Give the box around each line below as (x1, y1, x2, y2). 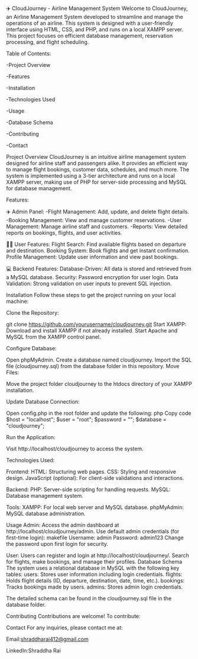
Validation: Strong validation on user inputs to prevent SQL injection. (6, 280, 173, 287)
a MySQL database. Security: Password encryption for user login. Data (6, 274, 178, 280)
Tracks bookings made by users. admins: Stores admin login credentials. (6, 583, 183, 590)
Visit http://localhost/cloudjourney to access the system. (6, 445, 144, 452)
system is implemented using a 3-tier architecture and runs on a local (6, 172, 176, 179)
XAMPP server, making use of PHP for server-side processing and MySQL (6, 178, 187, 185)
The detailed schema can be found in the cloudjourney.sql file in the (6, 595, 172, 602)
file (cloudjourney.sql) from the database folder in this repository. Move (6, 363, 180, 369)
